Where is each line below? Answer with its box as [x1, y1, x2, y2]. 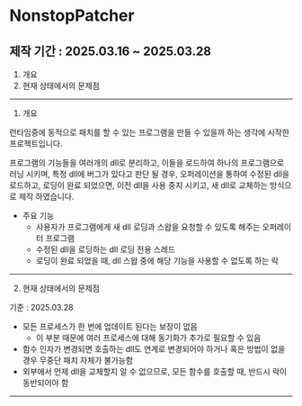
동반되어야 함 [22, 377, 69, 388]
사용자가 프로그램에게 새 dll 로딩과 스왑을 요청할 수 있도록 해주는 [35, 221, 261, 232]
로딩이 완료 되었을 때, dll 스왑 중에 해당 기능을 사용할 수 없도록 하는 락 [35, 256, 279, 266]
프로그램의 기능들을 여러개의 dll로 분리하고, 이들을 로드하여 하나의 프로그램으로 [9, 158, 285, 167]
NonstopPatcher [9, 5, 135, 26]
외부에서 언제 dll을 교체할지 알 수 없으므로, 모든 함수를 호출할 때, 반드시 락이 [22, 366, 288, 376]
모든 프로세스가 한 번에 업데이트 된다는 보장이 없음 [22, 321, 198, 331]
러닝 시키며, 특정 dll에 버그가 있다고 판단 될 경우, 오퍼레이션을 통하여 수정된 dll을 [9, 168, 290, 179]
